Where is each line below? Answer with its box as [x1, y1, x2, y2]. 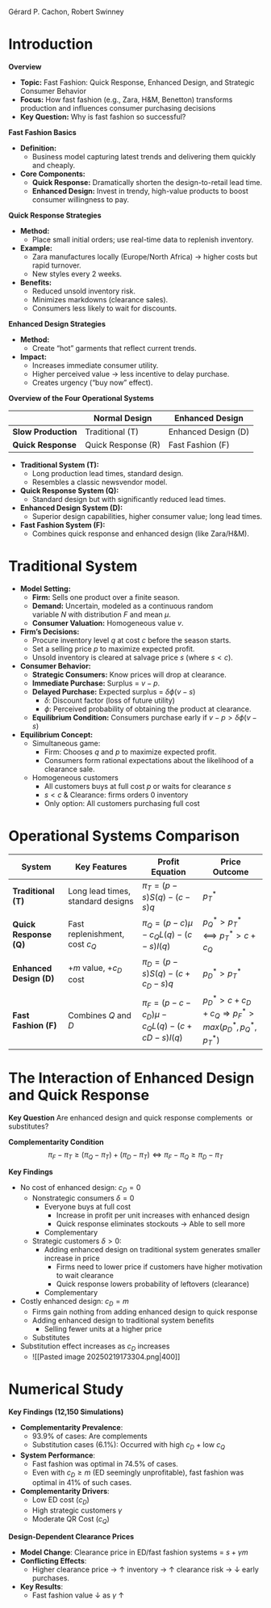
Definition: [19, 143, 57, 153]
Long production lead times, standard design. [31, 468, 184, 478]
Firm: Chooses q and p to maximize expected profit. [44, 747, 217, 757]
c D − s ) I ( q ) [142, 1032, 183, 1044]
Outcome [212, 866, 249, 877]
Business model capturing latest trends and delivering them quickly [31, 151, 256, 161]
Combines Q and [68, 1010, 131, 1021]
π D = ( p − [142, 956, 179, 969]
